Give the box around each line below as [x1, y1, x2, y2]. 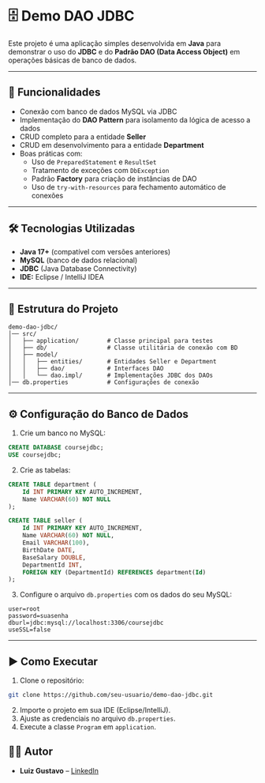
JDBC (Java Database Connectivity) [19, 263, 137, 273]
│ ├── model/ [8, 351, 58, 359]
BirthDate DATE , [22, 546, 77, 554]
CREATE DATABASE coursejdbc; [8, 444, 104, 452]
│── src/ [8, 330, 37, 338]
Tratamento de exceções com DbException [31, 165, 170, 175]
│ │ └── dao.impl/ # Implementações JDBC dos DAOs [8, 371, 214, 380]
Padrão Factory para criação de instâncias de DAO [31, 174, 197, 183]
